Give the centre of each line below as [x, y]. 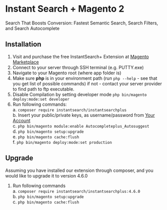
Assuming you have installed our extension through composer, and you [79, 170]
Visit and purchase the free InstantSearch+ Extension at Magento [81, 56]
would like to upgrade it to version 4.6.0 [47, 175]
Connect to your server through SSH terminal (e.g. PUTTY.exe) [78, 67]
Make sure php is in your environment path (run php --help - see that [85, 78]
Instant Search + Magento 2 [65, 9]
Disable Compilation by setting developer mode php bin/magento [79, 94]
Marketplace [26, 62]
